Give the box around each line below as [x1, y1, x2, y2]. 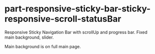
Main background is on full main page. [4, 43, 81, 49]
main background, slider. [4, 34, 54, 40]
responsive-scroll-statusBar [4, 13, 122, 24]
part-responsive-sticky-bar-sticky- [4, 3, 151, 14]
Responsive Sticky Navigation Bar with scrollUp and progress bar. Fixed [4, 29, 148, 35]
